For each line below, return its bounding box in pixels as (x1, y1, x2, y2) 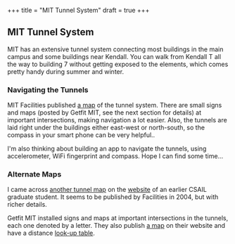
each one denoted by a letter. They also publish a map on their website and (7, 221, 226, 230)
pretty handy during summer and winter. (7, 67, 125, 76)
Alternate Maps (7, 169, 62, 179)
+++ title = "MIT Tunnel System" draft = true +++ (7, 6, 150, 14)
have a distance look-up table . (7, 229, 95, 238)
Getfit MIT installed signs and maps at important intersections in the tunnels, (7, 214, 229, 222)
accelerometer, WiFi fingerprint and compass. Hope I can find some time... (7, 152, 224, 160)
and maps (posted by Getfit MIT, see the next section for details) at (7, 108, 202, 117)
